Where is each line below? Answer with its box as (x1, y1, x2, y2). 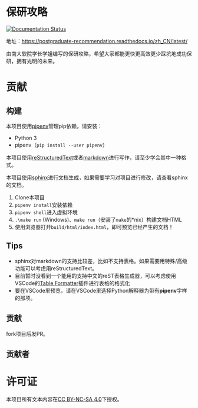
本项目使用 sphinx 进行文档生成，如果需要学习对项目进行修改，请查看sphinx (6, 174, 189, 181)
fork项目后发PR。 (6, 330, 49, 337)
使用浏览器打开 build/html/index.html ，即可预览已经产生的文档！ (14, 223, 174, 231)
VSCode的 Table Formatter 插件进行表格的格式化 (14, 279, 130, 287)
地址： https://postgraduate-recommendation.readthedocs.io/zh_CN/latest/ (6, 37, 188, 44)
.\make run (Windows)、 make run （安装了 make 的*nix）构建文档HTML (14, 216, 182, 223)
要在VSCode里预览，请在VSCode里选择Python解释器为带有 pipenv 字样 (14, 287, 187, 294)
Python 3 (14, 134, 37, 141)
